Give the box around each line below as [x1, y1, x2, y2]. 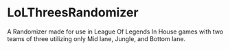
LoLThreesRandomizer [7, 5, 139, 21]
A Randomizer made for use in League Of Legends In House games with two [7, 27, 224, 36]
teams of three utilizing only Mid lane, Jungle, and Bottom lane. [7, 34, 186, 42]
